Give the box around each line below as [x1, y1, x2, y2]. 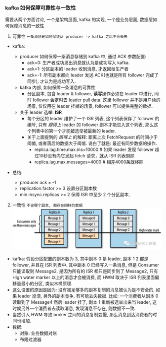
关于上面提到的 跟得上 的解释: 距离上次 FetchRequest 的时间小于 [27, 134, 158, 140]
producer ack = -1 [19, 180, 56, 186]
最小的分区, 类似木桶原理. [21, 280, 73, 286]
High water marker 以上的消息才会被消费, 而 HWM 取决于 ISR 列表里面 [12, 275, 155, 280]
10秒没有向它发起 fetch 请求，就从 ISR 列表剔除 [39, 153, 135, 159]
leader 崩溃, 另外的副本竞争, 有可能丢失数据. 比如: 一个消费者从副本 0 [18, 293, 159, 299]
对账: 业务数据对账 [19, 330, 57, 336]
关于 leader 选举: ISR [19, 109, 62, 115]
